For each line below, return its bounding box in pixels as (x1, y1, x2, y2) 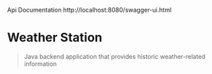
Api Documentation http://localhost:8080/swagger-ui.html (7, 6, 172, 14)
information (23, 60, 57, 68)
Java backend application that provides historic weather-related (23, 52, 206, 60)
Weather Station (7, 30, 103, 45)
